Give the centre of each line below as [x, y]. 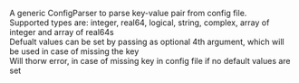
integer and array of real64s [62, 32]
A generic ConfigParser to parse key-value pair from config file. [128, 13]
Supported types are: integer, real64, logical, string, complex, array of [140, 23]
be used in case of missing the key [74, 51]
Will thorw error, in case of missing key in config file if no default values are [150, 61]
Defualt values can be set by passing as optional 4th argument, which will [147, 41]
